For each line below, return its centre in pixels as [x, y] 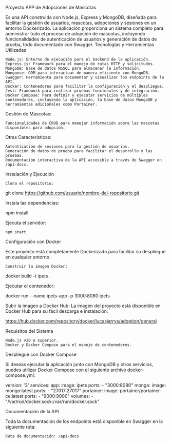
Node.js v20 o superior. [32, 340]
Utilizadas [16, 50]
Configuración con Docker [33, 241]
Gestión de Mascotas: [28, 114]
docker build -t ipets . [28, 276]
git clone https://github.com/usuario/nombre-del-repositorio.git [72, 193]
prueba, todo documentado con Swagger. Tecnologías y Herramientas [80, 45]
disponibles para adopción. [35, 128]
